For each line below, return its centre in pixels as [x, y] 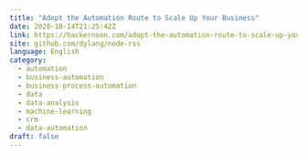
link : [20, 35]
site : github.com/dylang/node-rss [75, 43]
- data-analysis [48, 103]
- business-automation [61, 77]
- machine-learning [55, 111]
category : [28, 60]
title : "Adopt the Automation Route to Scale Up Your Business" [134, 18]
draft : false [34, 137]
